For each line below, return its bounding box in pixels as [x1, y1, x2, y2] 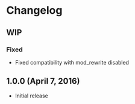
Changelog [6, 4, 63, 17]
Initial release [14, 92, 48, 99]
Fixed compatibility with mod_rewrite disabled [14, 59, 130, 66]
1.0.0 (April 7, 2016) [6, 76, 80, 87]
